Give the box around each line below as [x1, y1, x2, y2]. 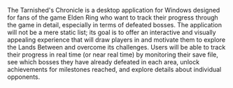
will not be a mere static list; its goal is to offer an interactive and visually [7, 28, 216, 36]
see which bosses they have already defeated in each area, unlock [7, 58, 200, 66]
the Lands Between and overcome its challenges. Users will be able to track [7, 43, 226, 51]
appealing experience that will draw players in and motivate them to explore [7, 36, 226, 44]
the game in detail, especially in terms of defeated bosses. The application [7, 21, 223, 29]
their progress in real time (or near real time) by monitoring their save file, [7, 50, 218, 59]
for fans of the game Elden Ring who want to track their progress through [7, 13, 218, 22]
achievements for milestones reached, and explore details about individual [7, 66, 222, 73]
